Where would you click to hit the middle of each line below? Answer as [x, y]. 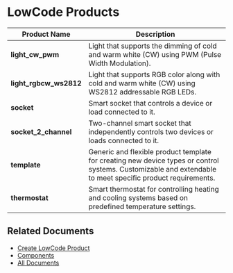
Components [36, 255]
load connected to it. [122, 112]
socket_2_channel [41, 131]
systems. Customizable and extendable [153, 169]
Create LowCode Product [53, 248]
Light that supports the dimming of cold [153, 46]
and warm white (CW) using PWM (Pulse [155, 54]
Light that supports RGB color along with [154, 74]
